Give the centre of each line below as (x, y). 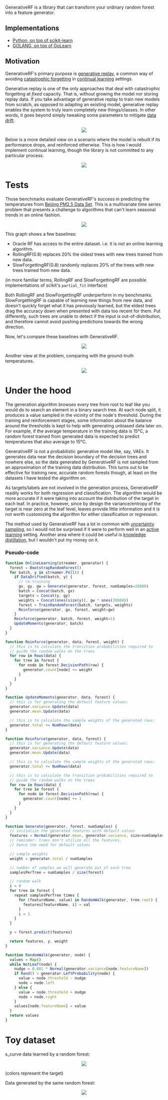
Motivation (22, 61)
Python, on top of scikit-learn (42, 40)
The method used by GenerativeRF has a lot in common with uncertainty (80, 524)
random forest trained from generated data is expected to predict (72, 436)
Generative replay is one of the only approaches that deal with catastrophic (83, 88)
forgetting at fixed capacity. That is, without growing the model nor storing (82, 94)
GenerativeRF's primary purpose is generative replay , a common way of (79, 73)
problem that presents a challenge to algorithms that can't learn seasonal (80, 209)
